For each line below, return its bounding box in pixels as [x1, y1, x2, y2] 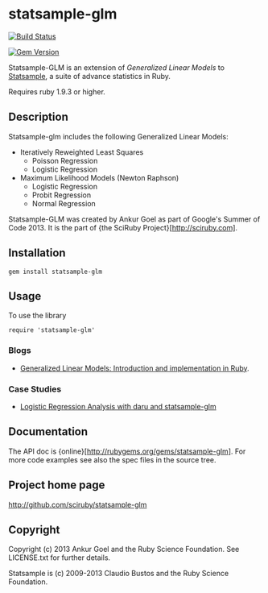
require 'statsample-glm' [8, 326, 95, 334]
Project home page [8, 479, 105, 492]
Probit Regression [31, 190, 92, 200]
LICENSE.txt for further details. [8, 553, 111, 562]
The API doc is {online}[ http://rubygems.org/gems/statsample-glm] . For [8, 446, 246, 456]
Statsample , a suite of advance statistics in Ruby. [8, 71, 171, 81]
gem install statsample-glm [8, 267, 103, 276]
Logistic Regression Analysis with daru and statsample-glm [19, 401, 217, 411]
